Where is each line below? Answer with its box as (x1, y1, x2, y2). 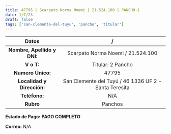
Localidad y (17, 77, 47, 85)
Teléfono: (20, 92, 44, 99)
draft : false (5, 17, 33, 22)
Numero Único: (13, 69, 51, 76)
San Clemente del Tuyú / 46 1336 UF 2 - (63, 77, 162, 85)
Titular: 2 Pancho (92, 61, 133, 68)
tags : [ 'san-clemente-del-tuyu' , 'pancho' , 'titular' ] (5, 21, 124, 27)
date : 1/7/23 (5, 12, 33, 17)
